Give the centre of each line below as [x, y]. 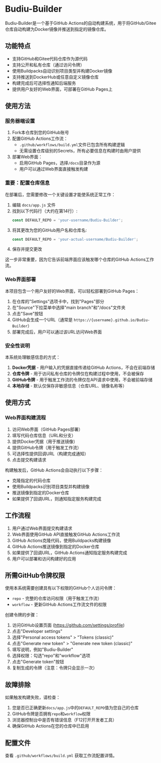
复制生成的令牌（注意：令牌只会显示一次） [55, 668]
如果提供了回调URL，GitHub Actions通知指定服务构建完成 [70, 553]
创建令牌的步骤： [22, 615]
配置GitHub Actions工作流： [40, 139]
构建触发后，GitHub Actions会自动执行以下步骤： [54, 470]
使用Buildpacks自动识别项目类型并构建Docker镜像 [62, 71]
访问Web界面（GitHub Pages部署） [48, 429]
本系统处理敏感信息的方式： [33, 357]
